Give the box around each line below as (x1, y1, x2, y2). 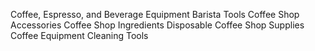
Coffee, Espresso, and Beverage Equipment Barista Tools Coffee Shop (10, 9, 300, 20)
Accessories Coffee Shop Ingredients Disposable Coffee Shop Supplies (10, 19, 305, 31)
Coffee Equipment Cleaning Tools (10, 30, 149, 41)
